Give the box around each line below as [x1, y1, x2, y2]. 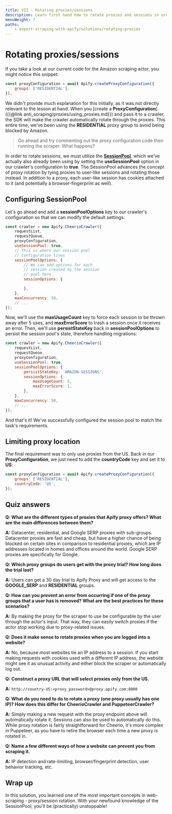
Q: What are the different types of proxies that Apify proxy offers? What [5, 514, 161, 520]
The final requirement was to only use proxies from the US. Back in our [5, 451, 155, 457]
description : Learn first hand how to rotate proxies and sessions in [5, 12, 159, 17]
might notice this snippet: [5, 71, 59, 78]
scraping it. [5, 748, 30, 754]
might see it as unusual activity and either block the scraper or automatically [5, 660, 166, 666]
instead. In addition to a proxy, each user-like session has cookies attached [5, 174, 164, 180]
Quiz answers [5, 500, 50, 509]
